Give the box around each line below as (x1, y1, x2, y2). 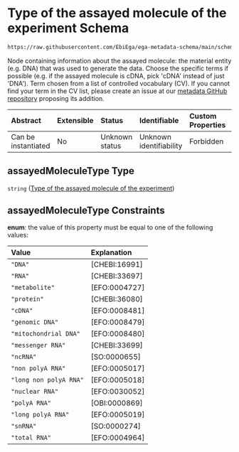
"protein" (11, 295, 44, 303)
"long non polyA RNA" (11, 376, 84, 384)
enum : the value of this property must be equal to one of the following (7, 223, 213, 232)
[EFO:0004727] (90, 283, 145, 293)
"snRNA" (11, 422, 37, 431)
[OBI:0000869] (90, 398, 144, 408)
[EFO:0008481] (90, 306, 145, 316)
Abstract (11, 115, 41, 125)
